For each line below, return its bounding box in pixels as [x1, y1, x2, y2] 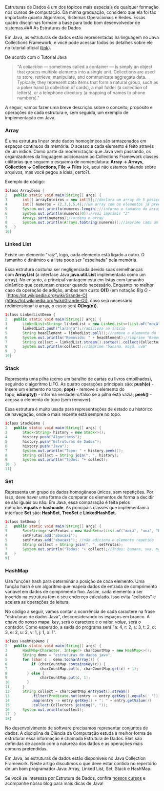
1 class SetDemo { [5, 520, 41, 524]
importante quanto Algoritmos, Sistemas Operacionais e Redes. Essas [5, 15, 145, 20]
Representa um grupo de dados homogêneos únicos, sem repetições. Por [5, 489, 154, 495]
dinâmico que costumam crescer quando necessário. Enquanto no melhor [5, 282, 154, 288]
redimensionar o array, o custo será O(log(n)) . [5, 303, 98, 309]
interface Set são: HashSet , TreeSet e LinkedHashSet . [5, 510, 116, 516]
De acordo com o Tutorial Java [5, 54, 67, 60]
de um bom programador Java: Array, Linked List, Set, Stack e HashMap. [5, 766, 152, 772]
